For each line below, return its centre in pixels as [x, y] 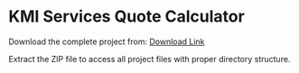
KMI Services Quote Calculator [126, 17]
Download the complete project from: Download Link [107, 41]
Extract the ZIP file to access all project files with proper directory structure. [149, 59]
